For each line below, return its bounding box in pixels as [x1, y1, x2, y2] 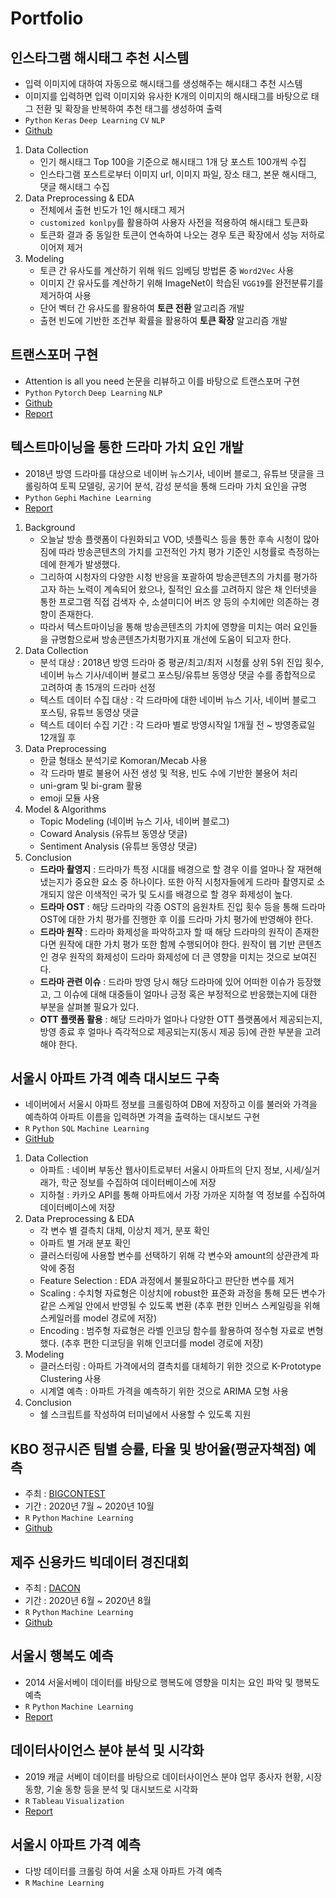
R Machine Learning [24, 1878, 105, 1888]
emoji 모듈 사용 [39, 792, 100, 804]
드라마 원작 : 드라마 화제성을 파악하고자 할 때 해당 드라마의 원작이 [39, 925, 293, 937]
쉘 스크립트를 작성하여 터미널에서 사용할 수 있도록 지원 [39, 1408, 252, 1421]
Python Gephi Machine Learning [24, 493, 152, 503]
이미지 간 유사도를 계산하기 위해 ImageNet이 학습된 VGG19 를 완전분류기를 [39, 277, 324, 289]
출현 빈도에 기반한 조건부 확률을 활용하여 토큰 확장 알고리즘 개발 [39, 315, 288, 326]
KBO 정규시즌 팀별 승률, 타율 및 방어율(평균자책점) [10, 1440, 302, 1457]
